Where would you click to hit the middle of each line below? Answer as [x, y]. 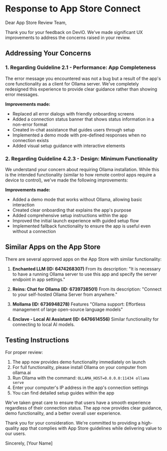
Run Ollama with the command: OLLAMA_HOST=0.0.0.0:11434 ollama [81, 377]
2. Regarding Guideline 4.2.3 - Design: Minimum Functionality [82, 158]
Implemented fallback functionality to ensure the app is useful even [82, 226]
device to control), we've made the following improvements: [67, 180]
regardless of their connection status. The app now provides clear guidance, [84, 407]
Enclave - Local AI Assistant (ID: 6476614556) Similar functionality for [85, 319]
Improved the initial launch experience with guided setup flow [76, 220]
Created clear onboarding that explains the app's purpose [72, 210]
